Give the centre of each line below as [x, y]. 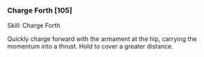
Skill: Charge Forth [34, 26]
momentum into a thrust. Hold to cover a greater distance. [91, 47]
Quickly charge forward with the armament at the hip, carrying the [102, 39]
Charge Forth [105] [40, 10]
